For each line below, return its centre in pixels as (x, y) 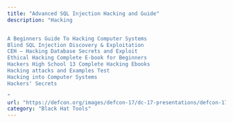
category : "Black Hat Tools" (49, 109)
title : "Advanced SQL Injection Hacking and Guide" (83, 13)
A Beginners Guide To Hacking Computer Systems (77, 39)
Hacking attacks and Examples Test (59, 70)
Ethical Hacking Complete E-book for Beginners (77, 58)
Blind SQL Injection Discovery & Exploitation (76, 45)
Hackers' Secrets (32, 84)
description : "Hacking (40, 20)
